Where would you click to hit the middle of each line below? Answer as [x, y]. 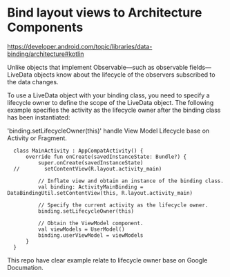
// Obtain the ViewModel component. [90, 223]
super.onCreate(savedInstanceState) [90, 163]
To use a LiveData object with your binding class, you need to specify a [108, 95]
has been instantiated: [39, 117]
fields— [201, 67]
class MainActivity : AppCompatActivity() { [78, 151]
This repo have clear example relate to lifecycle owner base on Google [107, 260]
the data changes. [33, 82]
